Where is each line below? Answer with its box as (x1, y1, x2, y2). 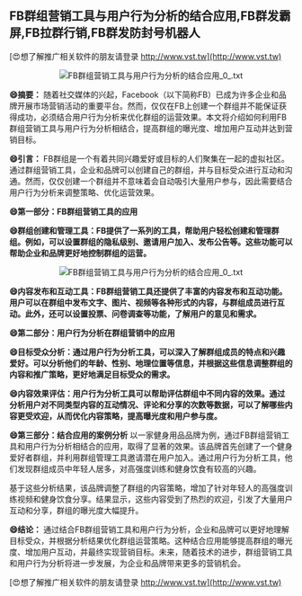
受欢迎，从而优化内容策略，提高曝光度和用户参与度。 (24, 410, 222, 421)
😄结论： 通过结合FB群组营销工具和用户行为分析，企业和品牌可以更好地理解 (9, 524, 289, 535)
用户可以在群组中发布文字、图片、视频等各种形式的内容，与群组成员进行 (9, 297, 277, 307)
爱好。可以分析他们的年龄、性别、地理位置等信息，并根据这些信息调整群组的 (9, 358, 293, 369)
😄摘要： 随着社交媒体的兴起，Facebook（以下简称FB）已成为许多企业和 (9, 89, 279, 100)
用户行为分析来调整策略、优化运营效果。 (9, 187, 159, 198)
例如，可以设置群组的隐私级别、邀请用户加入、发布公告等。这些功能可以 (24, 236, 293, 247)
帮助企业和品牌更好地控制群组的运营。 (9, 247, 151, 258)
